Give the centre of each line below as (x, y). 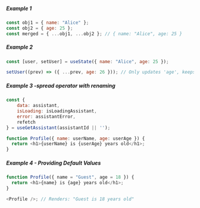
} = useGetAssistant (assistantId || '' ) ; (58, 128)
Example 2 (20, 47)
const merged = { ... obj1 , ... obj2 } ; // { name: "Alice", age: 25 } (94, 34)
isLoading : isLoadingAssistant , (57, 111)
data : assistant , (38, 106)
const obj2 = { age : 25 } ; (40, 28)
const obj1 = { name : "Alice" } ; (48, 23)
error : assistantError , (46, 116)
